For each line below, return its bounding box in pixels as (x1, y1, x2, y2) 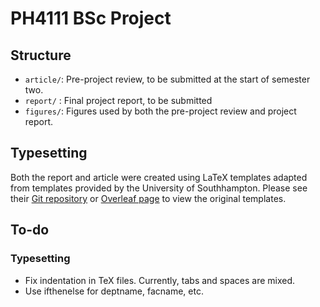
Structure (10, 47, 72, 64)
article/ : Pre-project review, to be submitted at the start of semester (24, 73, 311, 85)
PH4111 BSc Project (10, 7, 172, 30)
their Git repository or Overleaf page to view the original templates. (10, 192, 287, 204)
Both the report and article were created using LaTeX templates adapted (10, 171, 308, 183)
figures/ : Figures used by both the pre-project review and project (24, 105, 297, 117)
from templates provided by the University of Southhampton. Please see (10, 182, 308, 194)
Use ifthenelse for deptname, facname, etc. (24, 285, 204, 297)
